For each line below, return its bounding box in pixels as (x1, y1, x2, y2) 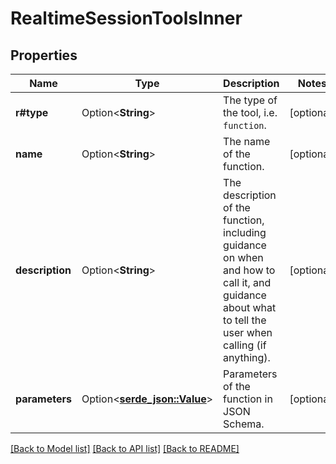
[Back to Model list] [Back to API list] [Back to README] (10, 443, 240, 454)
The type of (223, 93, 278, 107)
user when (223, 326, 273, 339)
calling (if (223, 338, 267, 352)
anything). (223, 351, 271, 364)
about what (223, 301, 277, 314)
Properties (10, 47, 78, 64)
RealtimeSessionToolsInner (10, 7, 243, 30)
